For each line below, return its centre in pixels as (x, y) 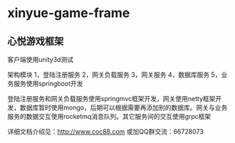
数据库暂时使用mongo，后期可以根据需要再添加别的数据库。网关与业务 (124, 107)
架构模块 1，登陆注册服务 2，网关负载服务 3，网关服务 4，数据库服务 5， (114, 75)
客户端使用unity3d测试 (40, 59)
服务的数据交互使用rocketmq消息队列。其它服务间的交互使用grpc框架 (109, 116)
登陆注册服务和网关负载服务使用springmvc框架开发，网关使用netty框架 (111, 99)
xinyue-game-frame (69, 13)
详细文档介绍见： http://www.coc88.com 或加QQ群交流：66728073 (106, 132)
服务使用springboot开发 (48, 84)
